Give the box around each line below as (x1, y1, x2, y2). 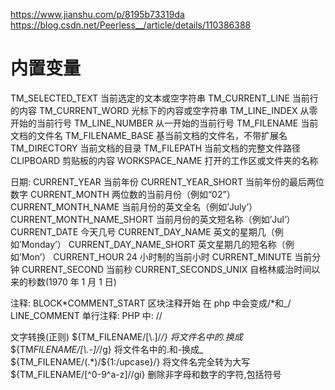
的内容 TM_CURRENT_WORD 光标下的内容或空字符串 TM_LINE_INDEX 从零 (10, 104, 318, 116)
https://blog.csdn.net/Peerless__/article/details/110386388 (10, 19, 252, 31)
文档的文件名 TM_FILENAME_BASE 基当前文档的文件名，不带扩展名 (10, 129, 288, 141)
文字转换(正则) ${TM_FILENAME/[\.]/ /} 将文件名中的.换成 (10, 330, 243, 343)
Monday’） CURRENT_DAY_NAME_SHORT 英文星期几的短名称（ (21, 238, 286, 250)
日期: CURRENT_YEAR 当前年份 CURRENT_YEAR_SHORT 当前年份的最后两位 (10, 175, 325, 188)
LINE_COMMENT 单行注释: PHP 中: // (10, 309, 163, 321)
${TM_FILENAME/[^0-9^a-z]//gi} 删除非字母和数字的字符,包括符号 (10, 368, 282, 380)
